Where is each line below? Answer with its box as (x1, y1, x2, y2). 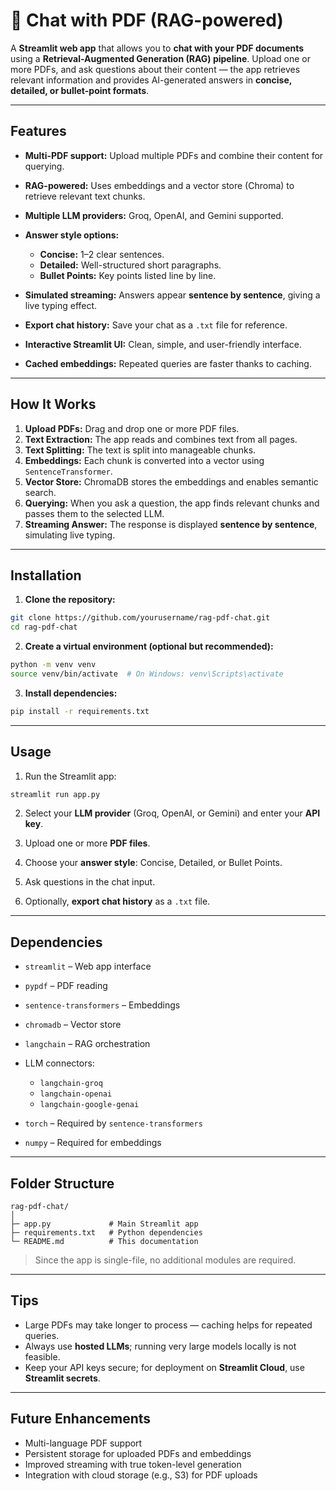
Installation (10, 567, 82, 584)
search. (24, 486, 57, 498)
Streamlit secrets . (24, 1372, 101, 1384)
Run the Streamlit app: (24, 770, 117, 782)
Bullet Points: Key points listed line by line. (39, 269, 217, 281)
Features (10, 123, 67, 140)
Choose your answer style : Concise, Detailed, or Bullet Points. (24, 857, 283, 869)
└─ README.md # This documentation (10, 1237, 199, 1247)
